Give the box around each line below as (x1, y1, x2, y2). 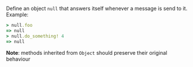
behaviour (6, 55, 31, 62)
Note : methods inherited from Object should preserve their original (6, 49, 167, 56)
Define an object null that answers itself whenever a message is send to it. (6, 5, 188, 12)
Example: (6, 11, 29, 18)
